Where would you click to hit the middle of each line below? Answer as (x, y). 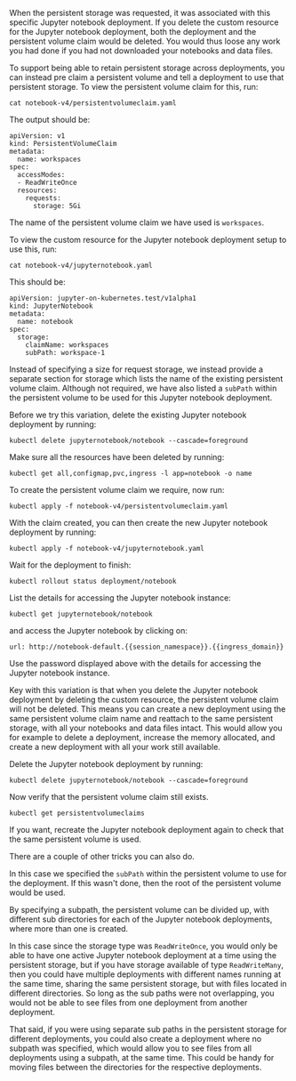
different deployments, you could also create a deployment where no (136, 1039)
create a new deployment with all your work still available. (115, 747)
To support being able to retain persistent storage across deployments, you (147, 68)
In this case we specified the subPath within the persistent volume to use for (148, 874)
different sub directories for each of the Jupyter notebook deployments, (141, 919)
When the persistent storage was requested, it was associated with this (140, 13)
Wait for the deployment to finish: (70, 565)
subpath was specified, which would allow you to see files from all (130, 1048)
